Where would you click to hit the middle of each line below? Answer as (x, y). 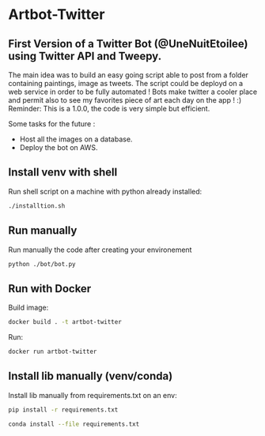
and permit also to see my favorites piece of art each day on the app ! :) (125, 100)
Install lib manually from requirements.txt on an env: (93, 395)
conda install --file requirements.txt (74, 424)
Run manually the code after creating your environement (100, 250)
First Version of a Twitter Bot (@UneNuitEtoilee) (128, 44)
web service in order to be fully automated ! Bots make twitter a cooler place (133, 92)
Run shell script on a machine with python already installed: (105, 191)
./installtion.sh (37, 206)
